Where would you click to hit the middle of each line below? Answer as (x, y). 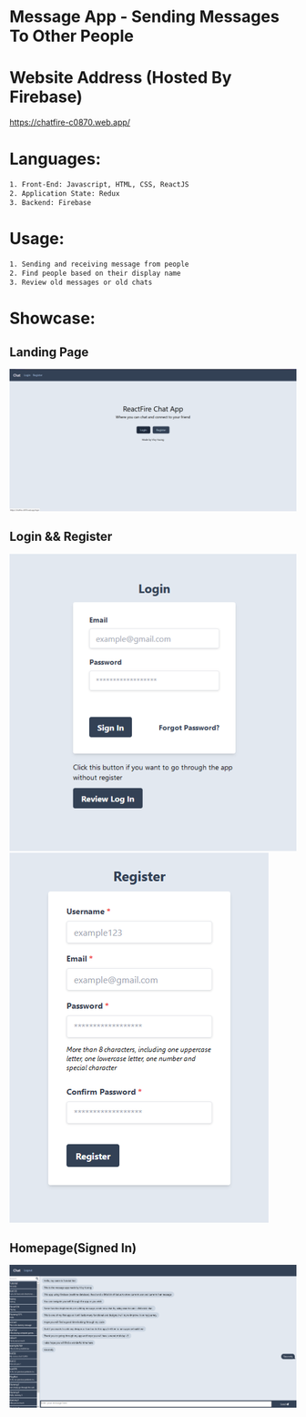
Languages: (56, 159)
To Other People (72, 36)
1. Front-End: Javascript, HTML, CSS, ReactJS (99, 185)
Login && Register (61, 537)
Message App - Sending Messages (144, 17)
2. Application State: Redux (65, 194)
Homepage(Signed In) (73, 1248)
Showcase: (52, 318)
